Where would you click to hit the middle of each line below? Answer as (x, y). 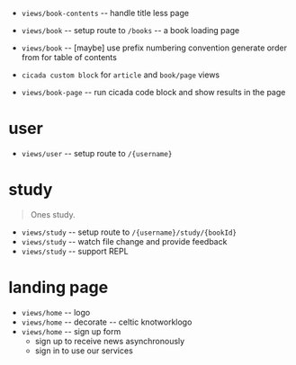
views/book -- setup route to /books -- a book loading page (130, 30)
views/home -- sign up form (71, 331)
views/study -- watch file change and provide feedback (124, 241)
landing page (58, 288)
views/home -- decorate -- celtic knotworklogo (107, 322)
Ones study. (53, 214)
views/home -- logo (56, 312)
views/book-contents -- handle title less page (105, 13)
